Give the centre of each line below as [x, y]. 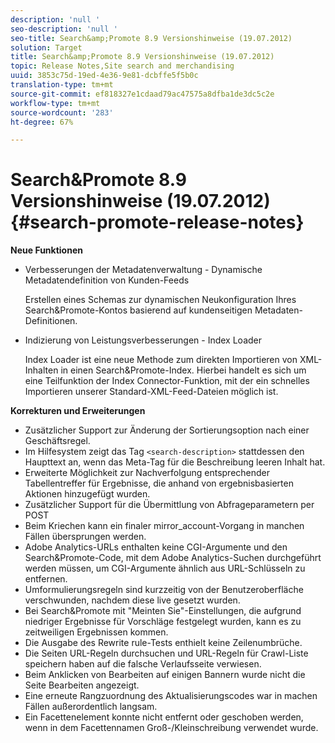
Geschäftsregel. [57, 441]
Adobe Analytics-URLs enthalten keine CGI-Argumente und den [156, 547]
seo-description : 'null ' [64, 29]
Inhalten [41, 370]
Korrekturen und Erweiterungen [78, 411]
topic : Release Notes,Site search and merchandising [122, 66]
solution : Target [46, 47]
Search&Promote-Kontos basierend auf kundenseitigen [138, 310]
